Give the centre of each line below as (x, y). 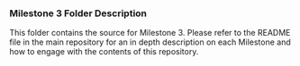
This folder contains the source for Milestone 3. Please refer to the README (150, 33)
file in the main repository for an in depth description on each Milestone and (150, 42)
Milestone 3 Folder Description (78, 13)
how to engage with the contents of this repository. (104, 52)
